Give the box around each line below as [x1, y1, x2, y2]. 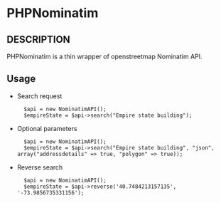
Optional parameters [16, 124, 77, 132]
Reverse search [16, 162, 63, 172]
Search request [16, 91, 63, 100]
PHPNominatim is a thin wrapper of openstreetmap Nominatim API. [6, 52, 203, 61]
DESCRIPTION [6, 33, 70, 46]
